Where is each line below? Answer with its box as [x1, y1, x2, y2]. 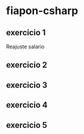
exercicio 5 [6, 120, 48, 130]
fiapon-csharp [6, 4, 78, 18]
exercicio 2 [6, 60, 48, 70]
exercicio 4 [6, 100, 48, 110]
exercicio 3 [6, 80, 48, 90]
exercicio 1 [6, 28, 46, 38]
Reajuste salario [6, 43, 45, 50]
